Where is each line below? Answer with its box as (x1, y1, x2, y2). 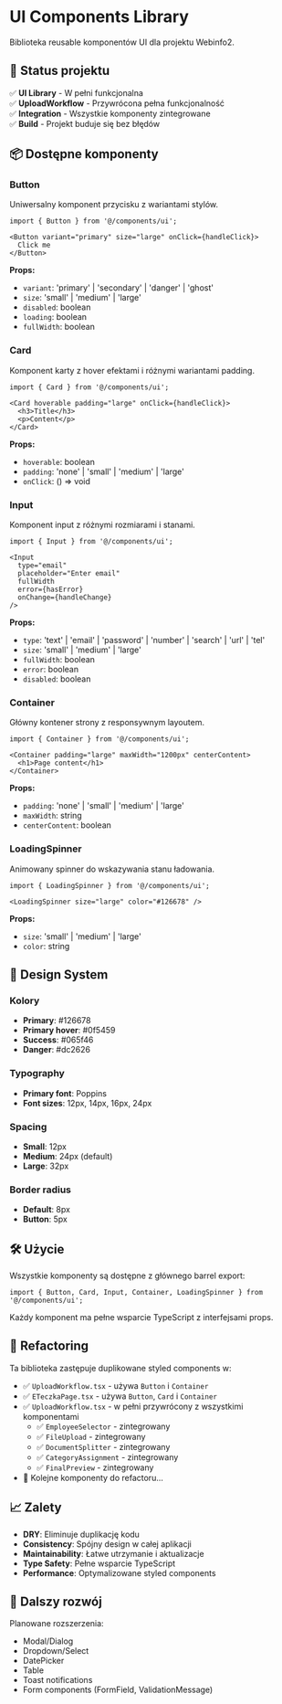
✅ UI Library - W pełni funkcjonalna (9, 87, 144, 98)
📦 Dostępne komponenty (9, 146, 160, 162)
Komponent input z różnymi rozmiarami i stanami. (9, 519, 196, 531)
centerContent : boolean (22, 820, 112, 831)
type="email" (17, 561, 68, 570)
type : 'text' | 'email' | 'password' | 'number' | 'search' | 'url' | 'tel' (22, 635, 266, 646)
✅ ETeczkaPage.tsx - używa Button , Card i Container (22, 1391, 217, 1402)
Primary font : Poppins (22, 1087, 108, 1098)
